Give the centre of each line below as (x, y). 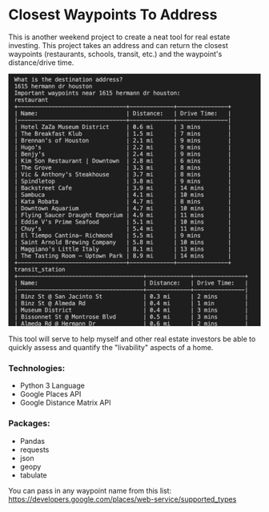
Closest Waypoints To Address (113, 15)
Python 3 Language (52, 385)
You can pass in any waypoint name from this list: (90, 490)
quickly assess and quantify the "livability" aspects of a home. (111, 347)
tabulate (34, 475)
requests (34, 450)
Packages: (29, 424)
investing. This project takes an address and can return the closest (118, 45)
